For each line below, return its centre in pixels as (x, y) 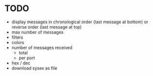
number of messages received (42, 47)
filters (17, 37)
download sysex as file (34, 68)
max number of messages (37, 32)
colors (18, 42)
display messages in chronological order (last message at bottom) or (80, 22)
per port (27, 58)
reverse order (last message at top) (47, 27)
